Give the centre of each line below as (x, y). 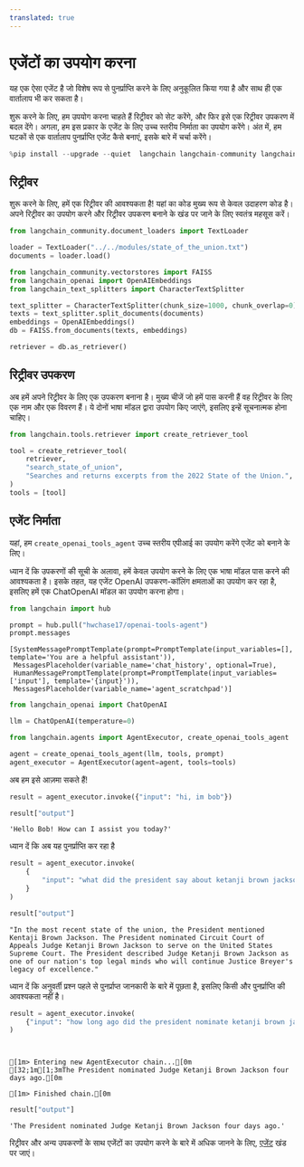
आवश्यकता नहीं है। (37, 996)
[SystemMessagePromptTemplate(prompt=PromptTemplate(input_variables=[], (152, 650)
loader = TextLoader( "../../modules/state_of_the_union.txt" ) (129, 248)
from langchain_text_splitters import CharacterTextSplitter (127, 289)
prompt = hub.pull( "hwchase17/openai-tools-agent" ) (109, 625)
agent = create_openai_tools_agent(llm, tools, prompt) (117, 754)
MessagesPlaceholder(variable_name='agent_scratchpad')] (123, 689)
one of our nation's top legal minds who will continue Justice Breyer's (152, 961)
